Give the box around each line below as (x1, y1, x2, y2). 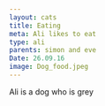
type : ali (9, 37, 46, 47)
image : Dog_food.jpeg (9, 63, 89, 72)
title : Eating (9, 21, 62, 30)
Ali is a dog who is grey (9, 86, 94, 97)
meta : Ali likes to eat (9, 29, 97, 38)
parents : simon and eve (9, 46, 97, 55)
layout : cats (9, 12, 57, 22)
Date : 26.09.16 (9, 54, 65, 63)
